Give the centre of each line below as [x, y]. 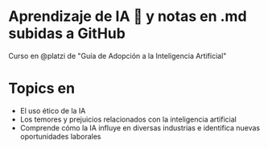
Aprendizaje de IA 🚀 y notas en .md [128, 17]
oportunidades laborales [60, 136]
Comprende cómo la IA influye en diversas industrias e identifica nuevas [140, 127]
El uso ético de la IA [53, 110]
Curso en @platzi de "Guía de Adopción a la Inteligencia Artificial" [118, 56]
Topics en [41, 89]
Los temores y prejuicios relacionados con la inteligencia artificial [128, 119]
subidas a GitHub [67, 33]
